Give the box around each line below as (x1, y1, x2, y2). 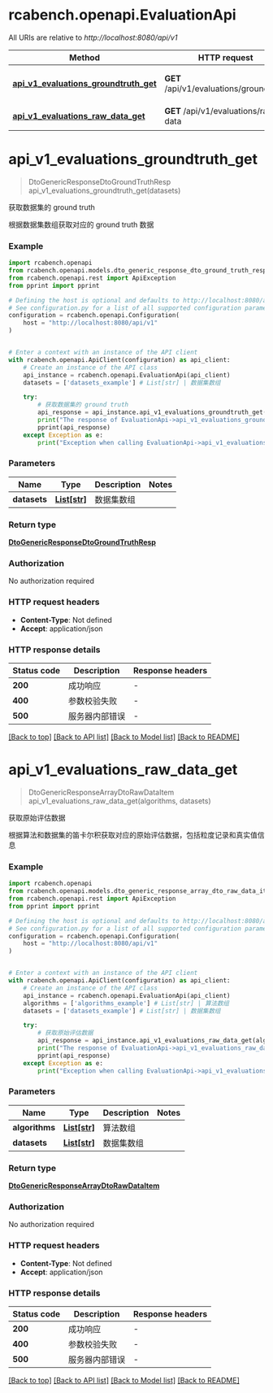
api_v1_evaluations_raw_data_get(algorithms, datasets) (28, 795, 211, 806)
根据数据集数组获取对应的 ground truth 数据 (8, 220, 154, 229)
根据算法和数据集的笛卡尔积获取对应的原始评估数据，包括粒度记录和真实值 (8, 829, 258, 839)
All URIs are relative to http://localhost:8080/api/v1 (8, 33, 178, 42)
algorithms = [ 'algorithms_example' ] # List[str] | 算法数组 (23, 999, 230, 1008)
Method (68, 51, 100, 63)
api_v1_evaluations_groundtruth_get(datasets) (28, 185, 181, 195)
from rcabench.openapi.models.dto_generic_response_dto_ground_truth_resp (8, 267, 267, 275)
